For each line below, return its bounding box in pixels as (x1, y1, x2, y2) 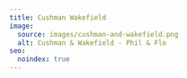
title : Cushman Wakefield (9, 13, 106, 22)
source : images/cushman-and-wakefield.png (17, 30, 179, 39)
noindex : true (17, 55, 70, 64)
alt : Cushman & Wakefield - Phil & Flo (17, 38, 167, 48)
